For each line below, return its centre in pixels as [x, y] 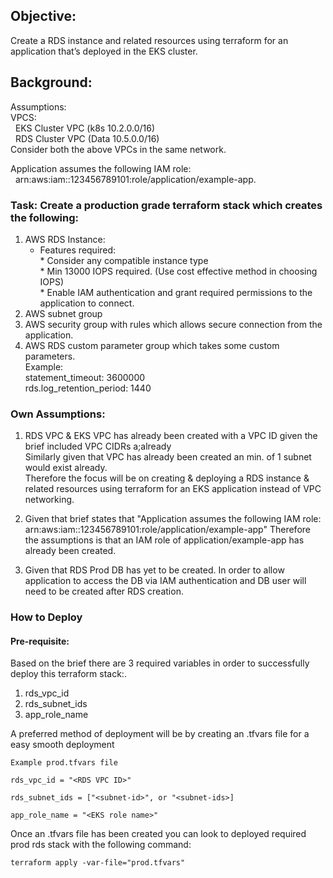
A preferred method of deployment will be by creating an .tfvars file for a [160, 734]
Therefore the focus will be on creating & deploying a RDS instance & [167, 478]
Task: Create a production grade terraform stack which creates [166, 205]
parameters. [50, 356]
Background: [51, 82]
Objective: [43, 16]
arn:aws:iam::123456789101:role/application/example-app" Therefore [167, 530]
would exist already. [66, 468]
